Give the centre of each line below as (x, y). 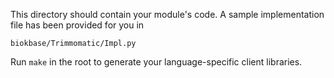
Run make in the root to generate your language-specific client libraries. (156, 62)
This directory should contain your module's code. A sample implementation (167, 14)
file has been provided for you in (77, 25)
